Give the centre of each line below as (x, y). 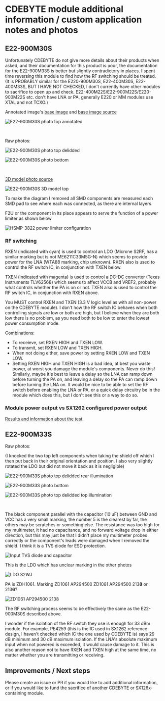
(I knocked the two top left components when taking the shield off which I (80, 456)
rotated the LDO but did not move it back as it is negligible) (65, 466)
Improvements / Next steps (48, 671)
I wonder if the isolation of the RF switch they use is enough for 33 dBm (78, 624)
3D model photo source (29, 179)
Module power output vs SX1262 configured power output (76, 408)
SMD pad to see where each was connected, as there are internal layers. (79, 203)
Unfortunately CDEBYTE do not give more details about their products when (82, 60)
